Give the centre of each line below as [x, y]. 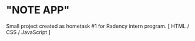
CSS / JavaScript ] [28, 32]
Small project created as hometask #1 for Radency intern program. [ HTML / [98, 26]
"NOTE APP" [38, 10]
